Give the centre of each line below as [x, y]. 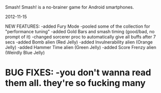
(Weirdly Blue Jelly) [25, 52]
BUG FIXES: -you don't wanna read [78, 72]
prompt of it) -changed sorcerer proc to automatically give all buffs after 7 [80, 37]
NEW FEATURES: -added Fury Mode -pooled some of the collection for [78, 26]
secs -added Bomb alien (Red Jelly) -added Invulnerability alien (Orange [79, 42]
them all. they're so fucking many [76, 83]
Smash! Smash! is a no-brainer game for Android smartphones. [70, 7]
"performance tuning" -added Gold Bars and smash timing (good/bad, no [80, 31]
